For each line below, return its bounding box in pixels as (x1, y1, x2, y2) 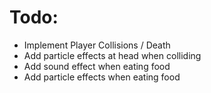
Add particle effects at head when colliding (23, 49, 202, 61)
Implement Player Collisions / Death (23, 39, 171, 51)
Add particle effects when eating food (23, 71, 181, 83)
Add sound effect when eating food (23, 60, 171, 72)
